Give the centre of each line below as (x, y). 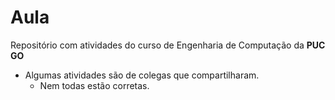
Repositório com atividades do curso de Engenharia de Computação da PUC (168, 45)
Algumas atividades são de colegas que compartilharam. (142, 75)
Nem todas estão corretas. (94, 85)
